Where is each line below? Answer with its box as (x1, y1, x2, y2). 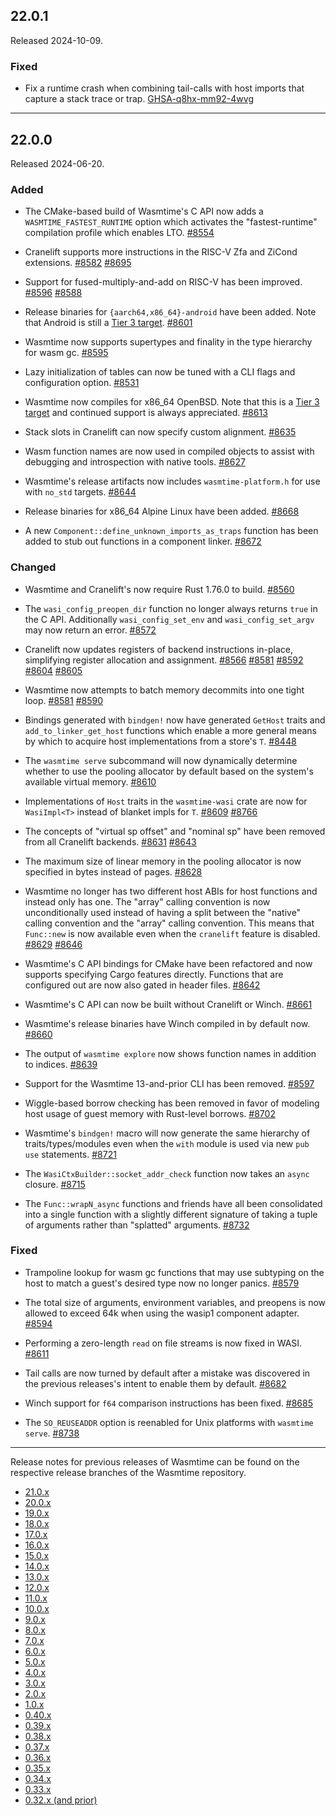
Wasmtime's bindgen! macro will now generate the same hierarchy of (24, 1127, 311, 1139)
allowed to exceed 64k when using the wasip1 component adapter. (24, 1307, 300, 1319)
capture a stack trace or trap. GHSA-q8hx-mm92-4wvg (24, 93, 254, 105)
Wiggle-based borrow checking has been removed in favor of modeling (24, 1097, 320, 1109)
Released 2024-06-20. (10, 157, 105, 169)
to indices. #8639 (24, 1058, 98, 1070)
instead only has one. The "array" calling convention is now (24, 895, 271, 908)
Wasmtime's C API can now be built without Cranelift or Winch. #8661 (24, 998, 313, 1010)
